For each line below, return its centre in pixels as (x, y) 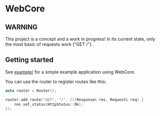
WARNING (21, 27)
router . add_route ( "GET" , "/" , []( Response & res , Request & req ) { (75, 100)
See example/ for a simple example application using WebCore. (70, 72)
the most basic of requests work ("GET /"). (49, 44)
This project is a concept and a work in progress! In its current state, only (80, 39)
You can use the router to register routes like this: (56, 81)
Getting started (29, 60)
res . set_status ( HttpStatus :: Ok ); (49, 104)
